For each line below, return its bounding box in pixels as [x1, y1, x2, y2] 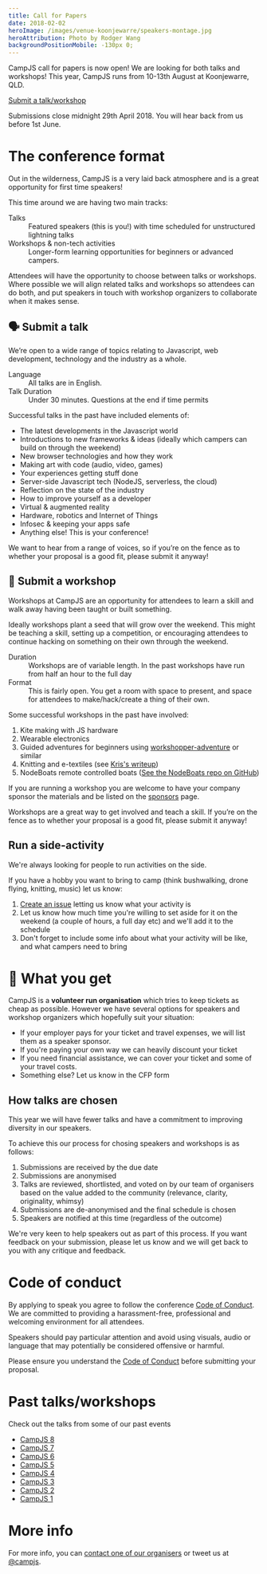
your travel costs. [19, 1062, 77, 1072]
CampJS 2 [19, 1485, 55, 1495]
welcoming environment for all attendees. [8, 1317, 145, 1327]
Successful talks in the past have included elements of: [8, 410, 190, 419]
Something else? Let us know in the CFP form [19, 1070, 170, 1080]
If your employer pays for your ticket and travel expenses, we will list [19, 1028, 245, 1037]
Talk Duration [8, 386, 53, 395]
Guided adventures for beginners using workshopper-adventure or [19, 742, 239, 752]
